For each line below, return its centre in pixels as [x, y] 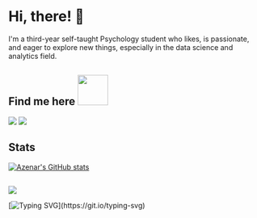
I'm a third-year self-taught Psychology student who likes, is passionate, [129, 39]
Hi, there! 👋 [46, 17]
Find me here [42, 101]
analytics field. [33, 56]
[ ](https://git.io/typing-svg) [77, 205]
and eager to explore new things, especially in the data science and [121, 47]
